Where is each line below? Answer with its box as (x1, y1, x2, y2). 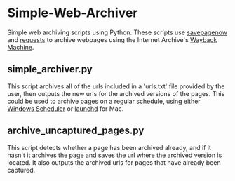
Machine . (7, 43, 34, 51)
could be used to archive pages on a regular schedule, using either (7, 97, 201, 105)
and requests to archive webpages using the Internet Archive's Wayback (7, 35, 217, 43)
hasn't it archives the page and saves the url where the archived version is (7, 151, 222, 159)
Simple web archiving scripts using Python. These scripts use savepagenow (7, 28, 228, 36)
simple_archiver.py (7, 63, 93, 75)
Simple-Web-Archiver (7, 5, 138, 21)
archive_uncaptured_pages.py (7, 125, 145, 137)
